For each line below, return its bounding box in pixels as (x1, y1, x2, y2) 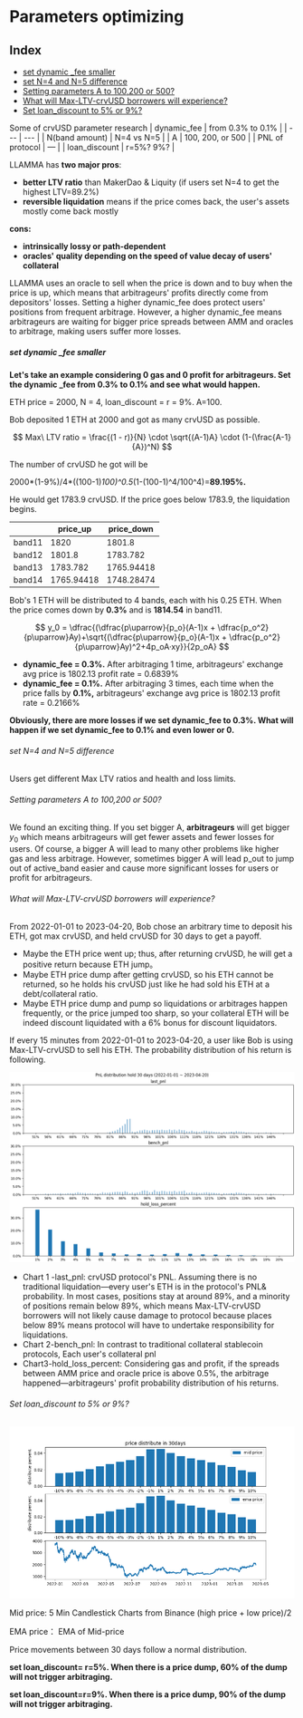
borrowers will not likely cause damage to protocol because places (22, 1310, 272, 1321)
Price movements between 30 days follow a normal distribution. (9, 1644, 247, 1655)
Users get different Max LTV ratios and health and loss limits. (9, 773, 237, 785)
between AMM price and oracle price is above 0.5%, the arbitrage (22, 1368, 270, 1379)
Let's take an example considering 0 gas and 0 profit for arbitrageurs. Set (9, 369, 291, 380)
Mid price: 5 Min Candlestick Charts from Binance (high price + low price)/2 (9, 1607, 292, 1618)
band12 (13, 549, 43, 560)
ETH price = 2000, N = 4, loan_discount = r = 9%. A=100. (9, 396, 223, 407)
